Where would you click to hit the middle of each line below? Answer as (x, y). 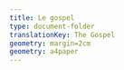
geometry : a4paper (44, 52)
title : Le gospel (42, 18)
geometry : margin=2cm (50, 43)
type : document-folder (52, 26)
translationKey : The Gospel (62, 35)
